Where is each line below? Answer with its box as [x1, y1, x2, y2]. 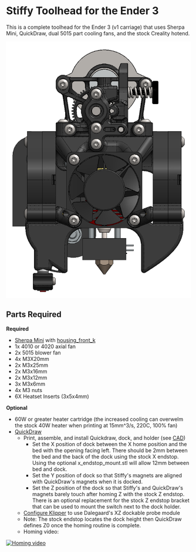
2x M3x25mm [14, 362, 49, 369]
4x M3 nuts [14, 386, 43, 393]
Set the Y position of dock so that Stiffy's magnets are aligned [32, 471, 183, 479]
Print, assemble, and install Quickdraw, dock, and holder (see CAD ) [23, 434, 186, 441]
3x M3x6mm [14, 380, 46, 387]
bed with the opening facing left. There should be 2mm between [32, 447, 188, 454]
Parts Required [6, 310, 62, 320]
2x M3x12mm [14, 374, 48, 381]
